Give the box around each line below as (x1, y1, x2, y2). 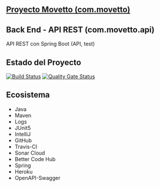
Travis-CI (14, 143, 38, 150)
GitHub (14, 136, 32, 143)
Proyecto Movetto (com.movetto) (6, 5, 131, 15)
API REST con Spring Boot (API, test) (6, 41, 95, 48)
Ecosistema (6, 90, 50, 100)
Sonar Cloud (14, 149, 45, 156)
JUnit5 (14, 124, 31, 131)
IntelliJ (14, 131, 31, 138)
